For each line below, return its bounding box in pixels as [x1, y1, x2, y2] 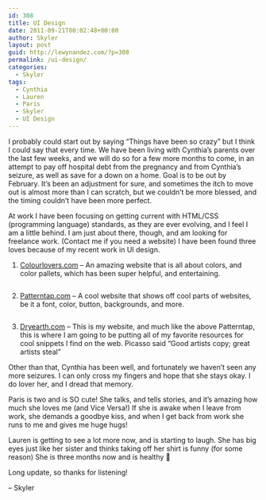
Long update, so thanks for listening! [8, 467, 129, 477]
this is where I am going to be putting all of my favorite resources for [19, 330, 244, 340]
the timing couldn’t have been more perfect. [8, 195, 152, 205]
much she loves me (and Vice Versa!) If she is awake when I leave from [8, 402, 241, 413]
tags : [8, 78, 26, 86]
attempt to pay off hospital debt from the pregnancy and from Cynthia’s [8, 162, 241, 171]
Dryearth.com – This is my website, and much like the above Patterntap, [19, 321, 256, 331]
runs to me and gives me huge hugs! [8, 420, 129, 429]
